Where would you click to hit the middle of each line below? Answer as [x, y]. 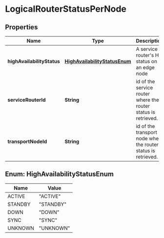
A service [147, 49]
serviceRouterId [27, 100]
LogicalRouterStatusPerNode [66, 9]
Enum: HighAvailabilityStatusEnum [59, 174]
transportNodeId [27, 142]
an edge [145, 67]
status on [147, 61]
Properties [21, 27]
